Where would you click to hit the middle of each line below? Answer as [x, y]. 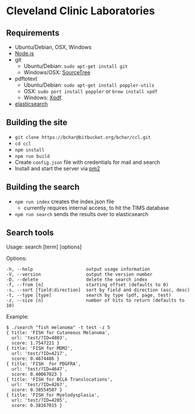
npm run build [32, 156]
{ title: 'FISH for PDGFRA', [44, 364]
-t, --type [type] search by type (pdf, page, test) [89, 295]
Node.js [24, 53]
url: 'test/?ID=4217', [40, 354]
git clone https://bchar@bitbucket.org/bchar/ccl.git [83, 137]
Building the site [37, 123]
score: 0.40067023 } [37, 375]
